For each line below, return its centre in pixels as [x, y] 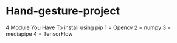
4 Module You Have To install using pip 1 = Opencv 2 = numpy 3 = [88, 27]
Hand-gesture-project [63, 11]
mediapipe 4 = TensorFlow [39, 33]
